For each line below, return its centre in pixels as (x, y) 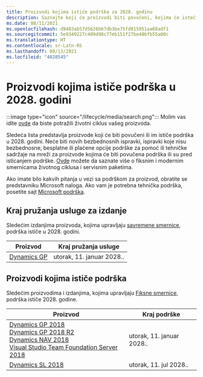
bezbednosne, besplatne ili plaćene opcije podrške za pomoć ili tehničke (97, 148)
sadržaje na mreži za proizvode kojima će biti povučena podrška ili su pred (99, 154)
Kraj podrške (161, 315)
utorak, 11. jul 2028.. (159, 365)
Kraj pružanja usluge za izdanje (66, 211)
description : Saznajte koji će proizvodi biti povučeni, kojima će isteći (102, 18)
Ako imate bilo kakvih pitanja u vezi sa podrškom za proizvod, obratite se (97, 179)
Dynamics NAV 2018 (39, 340)
